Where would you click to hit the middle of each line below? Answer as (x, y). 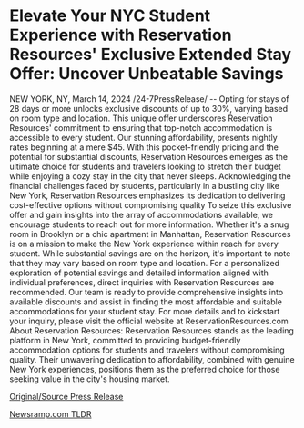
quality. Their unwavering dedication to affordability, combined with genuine (152, 359)
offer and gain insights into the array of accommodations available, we (141, 214)
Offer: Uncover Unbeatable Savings (147, 74)
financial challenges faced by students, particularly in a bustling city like (145, 185)
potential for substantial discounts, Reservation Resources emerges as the (149, 156)
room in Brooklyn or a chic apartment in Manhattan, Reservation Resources (150, 234)
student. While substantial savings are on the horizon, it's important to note (150, 253)
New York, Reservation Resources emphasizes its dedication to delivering (147, 195)
